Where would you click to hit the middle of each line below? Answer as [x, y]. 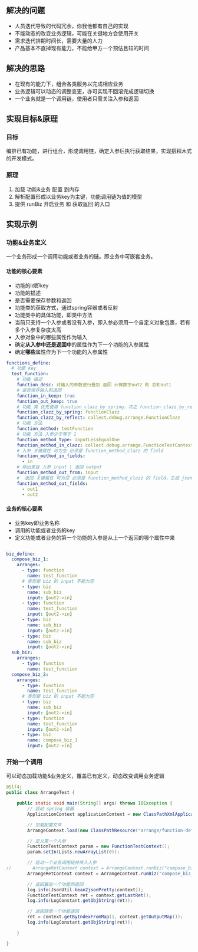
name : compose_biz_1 [52, 740]
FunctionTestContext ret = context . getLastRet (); [89, 895]
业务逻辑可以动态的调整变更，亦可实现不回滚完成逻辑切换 [84, 91]
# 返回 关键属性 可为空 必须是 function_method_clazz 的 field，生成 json [105, 478]
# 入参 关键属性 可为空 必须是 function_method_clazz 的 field [90, 451]
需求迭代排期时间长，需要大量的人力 [59, 41]
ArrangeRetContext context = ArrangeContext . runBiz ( [93, 874]
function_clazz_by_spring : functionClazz [68, 412]
